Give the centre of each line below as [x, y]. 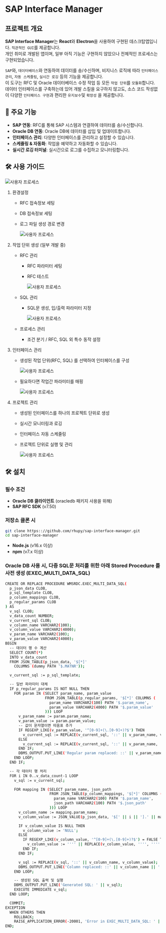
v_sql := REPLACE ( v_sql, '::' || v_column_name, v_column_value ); [88, 862]
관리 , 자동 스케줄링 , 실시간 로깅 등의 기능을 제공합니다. [54, 77]
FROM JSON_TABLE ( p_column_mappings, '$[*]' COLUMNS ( [106, 794]
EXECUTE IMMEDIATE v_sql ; [41, 890]
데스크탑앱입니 [143, 41]
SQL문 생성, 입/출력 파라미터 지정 [59, 308]
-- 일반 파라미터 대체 [29, 684]
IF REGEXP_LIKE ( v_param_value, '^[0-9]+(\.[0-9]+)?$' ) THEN [81, 730]
